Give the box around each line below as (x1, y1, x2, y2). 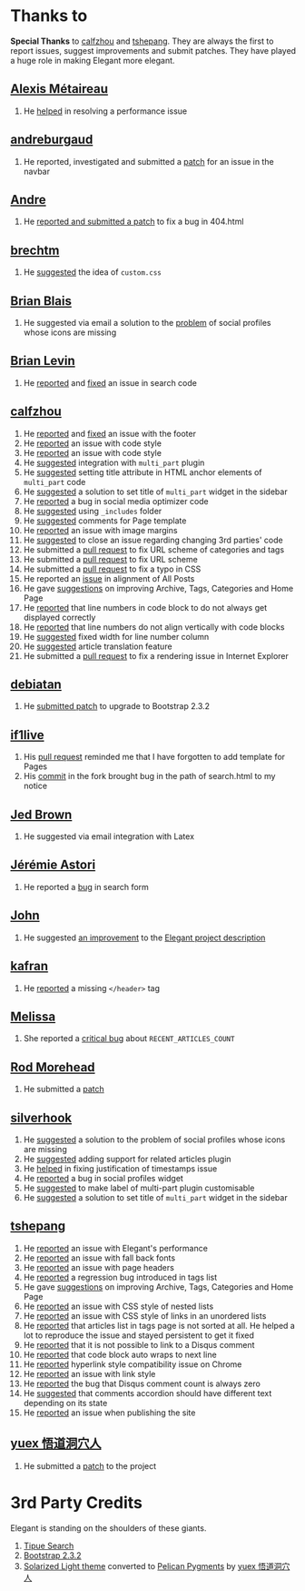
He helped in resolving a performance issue (23, 106, 188, 117)
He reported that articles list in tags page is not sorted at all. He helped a (23, 1320, 296, 1331)
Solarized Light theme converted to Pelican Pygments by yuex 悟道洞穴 (23, 1560, 290, 1571)
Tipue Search (23, 1540, 74, 1551)
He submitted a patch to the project (23, 1460, 157, 1471)
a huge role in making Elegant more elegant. (10, 55, 175, 66)
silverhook (10, 1110, 72, 1125)
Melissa (10, 1008, 56, 1024)
